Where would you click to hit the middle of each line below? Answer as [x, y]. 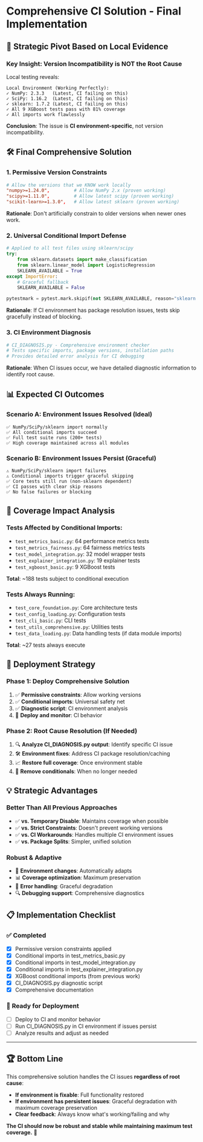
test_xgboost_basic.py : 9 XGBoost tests [65, 567]
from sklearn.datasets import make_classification [82, 260]
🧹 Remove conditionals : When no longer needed [76, 771]
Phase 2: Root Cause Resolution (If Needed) [72, 731]
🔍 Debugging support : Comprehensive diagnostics [80, 893]
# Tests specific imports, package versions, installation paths [90, 351]
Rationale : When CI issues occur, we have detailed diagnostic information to [101, 368]
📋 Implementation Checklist [61, 915]
